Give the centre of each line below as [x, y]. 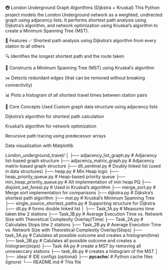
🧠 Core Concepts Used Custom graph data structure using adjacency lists [81, 107]
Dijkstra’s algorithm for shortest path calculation [55, 116]
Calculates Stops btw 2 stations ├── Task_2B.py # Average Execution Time [83, 225]
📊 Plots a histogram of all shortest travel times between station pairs [76, 95]
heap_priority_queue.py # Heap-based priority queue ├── [65, 177]
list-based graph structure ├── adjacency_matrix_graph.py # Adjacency [80, 161]
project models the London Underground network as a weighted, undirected [84, 15]
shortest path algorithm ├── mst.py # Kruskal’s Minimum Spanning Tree [80, 198]
